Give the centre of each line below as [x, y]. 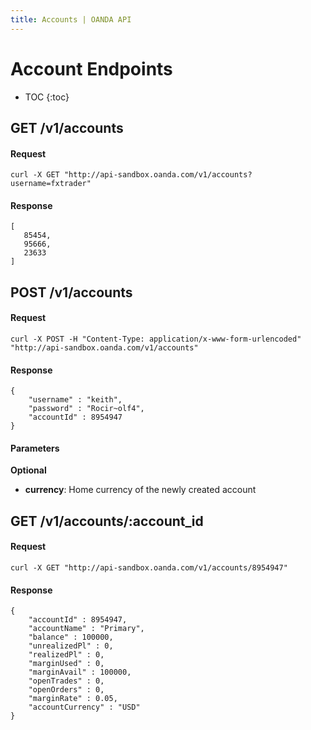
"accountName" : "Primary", [86, 629]
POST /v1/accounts [71, 292]
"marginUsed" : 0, [66, 664]
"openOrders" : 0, [66, 690]
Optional [28, 470]
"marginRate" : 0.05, [73, 699]
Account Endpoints [91, 68]
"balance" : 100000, [71, 637]
